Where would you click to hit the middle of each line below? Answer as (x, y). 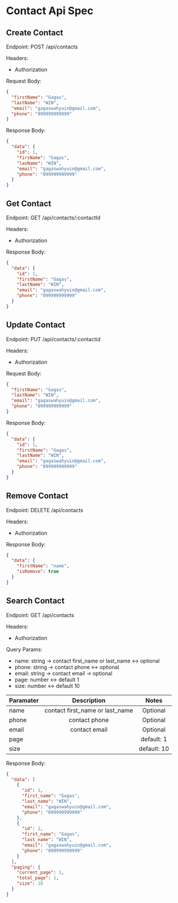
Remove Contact (37, 496)
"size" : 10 (30, 884)
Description (89, 700)
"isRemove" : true (38, 572)
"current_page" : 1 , (41, 873)
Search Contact (35, 601)
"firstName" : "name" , (43, 566)
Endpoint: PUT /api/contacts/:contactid (53, 339)
